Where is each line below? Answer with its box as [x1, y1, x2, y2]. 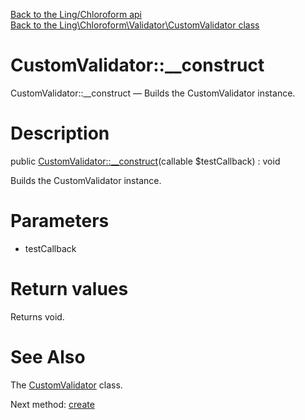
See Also [10, 345, 86, 368]
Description [10, 122, 110, 145]
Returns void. [10, 310, 65, 323]
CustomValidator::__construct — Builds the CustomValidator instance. [10, 87, 296, 99]
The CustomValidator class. [10, 379, 123, 391]
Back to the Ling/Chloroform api [10, 9, 142, 20]
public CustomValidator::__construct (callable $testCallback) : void [10, 155, 281, 167]
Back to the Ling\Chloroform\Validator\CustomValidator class [10, 19, 260, 31]
